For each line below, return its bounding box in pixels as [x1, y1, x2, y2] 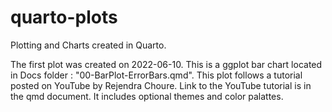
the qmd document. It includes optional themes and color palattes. [10, 90, 284, 102]
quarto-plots [10, 6, 118, 29]
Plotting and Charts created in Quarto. [10, 39, 167, 51]
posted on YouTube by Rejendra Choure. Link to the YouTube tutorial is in [10, 79, 312, 91]
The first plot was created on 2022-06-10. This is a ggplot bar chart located [10, 58, 323, 70]
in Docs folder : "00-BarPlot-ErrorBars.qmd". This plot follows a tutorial [10, 69, 303, 81]
